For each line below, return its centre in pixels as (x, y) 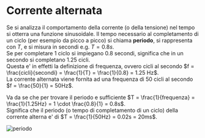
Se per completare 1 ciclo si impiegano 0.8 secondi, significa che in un (95, 53)
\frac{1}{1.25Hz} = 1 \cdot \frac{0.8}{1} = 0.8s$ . (66, 103)
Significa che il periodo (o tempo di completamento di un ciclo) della (92, 110)
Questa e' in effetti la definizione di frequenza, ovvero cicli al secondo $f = (100, 66)
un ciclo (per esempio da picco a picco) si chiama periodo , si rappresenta (99, 40)
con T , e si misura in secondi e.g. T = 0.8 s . (60, 47)
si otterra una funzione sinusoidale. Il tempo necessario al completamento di (102, 33)
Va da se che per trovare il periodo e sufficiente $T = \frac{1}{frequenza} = (101, 97)
